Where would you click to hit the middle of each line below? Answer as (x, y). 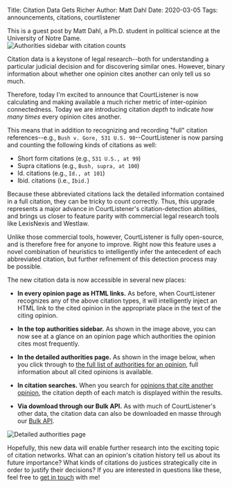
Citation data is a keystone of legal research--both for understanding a (108, 59)
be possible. (25, 266)
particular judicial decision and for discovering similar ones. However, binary (116, 66)
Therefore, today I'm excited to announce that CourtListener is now (103, 94)
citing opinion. (37, 315)
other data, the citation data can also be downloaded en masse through (119, 413)
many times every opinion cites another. (64, 117)
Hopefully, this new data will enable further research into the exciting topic (113, 448)
